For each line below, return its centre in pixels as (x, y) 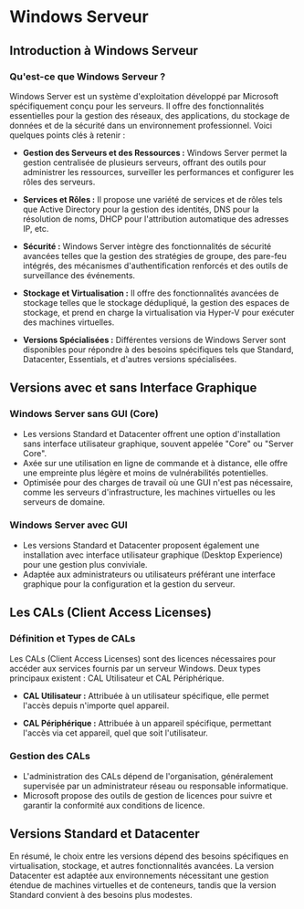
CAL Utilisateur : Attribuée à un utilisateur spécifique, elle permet (146, 695)
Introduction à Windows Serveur (104, 51)
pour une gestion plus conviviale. (85, 564)
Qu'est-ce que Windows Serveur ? (88, 77)
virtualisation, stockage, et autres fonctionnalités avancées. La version (142, 865)
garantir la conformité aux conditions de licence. (114, 805)
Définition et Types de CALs (73, 639)
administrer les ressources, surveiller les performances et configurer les (158, 172)
